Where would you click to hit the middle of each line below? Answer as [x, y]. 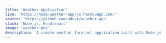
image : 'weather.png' [28, 28]
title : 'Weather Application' [37, 10]
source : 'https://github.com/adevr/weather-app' [57, 19]
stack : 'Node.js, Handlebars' [37, 23]
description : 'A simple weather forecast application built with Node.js [83, 33]
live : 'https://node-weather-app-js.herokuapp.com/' [61, 14]
